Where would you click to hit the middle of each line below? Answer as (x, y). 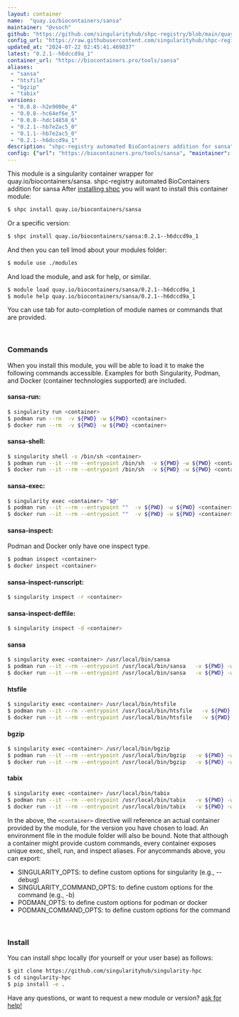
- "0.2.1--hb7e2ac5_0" (44, 127)
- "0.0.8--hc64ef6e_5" (44, 113)
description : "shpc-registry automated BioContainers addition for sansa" (121, 147)
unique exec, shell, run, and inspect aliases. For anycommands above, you (116, 851)
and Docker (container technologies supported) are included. (97, 380)
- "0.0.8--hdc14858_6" (44, 120)
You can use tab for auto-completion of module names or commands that (115, 310)
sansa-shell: (26, 441)
